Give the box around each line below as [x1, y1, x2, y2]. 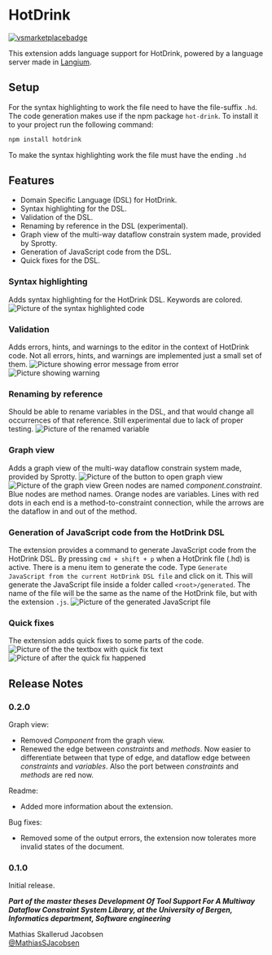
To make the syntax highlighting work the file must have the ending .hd [8, 150, 247, 160]
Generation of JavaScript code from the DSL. [20, 247, 173, 257]
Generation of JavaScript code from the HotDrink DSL [8, 527, 226, 538]
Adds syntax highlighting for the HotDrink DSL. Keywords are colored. [8, 295, 243, 304]
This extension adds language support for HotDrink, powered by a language [8, 48, 263, 58]
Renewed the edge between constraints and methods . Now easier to [20, 743, 251, 754]
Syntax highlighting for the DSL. [20, 204, 128, 213]
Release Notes [8, 677, 84, 690]
